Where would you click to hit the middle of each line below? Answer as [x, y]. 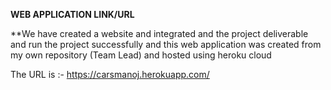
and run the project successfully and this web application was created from [166, 44]
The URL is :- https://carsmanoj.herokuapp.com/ [110, 74]
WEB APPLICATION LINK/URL [72, 14]
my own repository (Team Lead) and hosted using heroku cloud [141, 55]
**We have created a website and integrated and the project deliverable [159, 33]
